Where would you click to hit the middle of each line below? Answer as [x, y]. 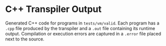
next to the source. [25, 39]
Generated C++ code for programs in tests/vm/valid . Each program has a [82, 23]
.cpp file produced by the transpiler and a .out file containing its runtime [80, 28]
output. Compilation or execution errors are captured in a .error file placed [83, 33]
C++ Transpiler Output [53, 9]
